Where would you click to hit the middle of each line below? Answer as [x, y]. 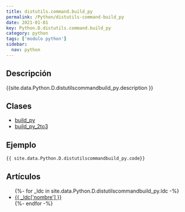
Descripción [29, 74]
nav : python [26, 50]
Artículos [23, 177]
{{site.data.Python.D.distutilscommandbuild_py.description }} [80, 88]
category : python [27, 33]
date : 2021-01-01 [27, 22]
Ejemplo [21, 145]
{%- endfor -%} [34, 203]
